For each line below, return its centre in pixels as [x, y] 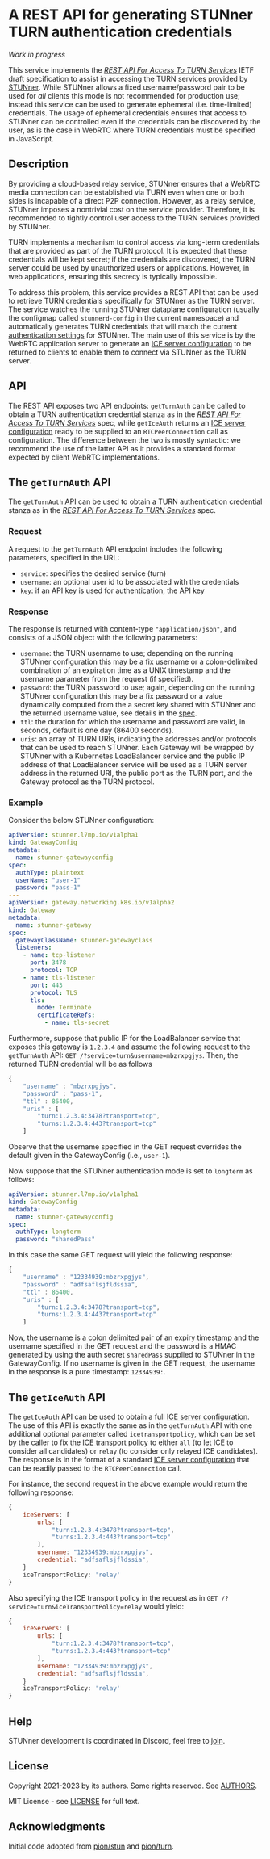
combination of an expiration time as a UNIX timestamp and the [125, 670]
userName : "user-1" [48, 880]
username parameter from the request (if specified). [107, 678]
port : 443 [46, 985]
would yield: [164, 1606]
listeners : [34, 948]
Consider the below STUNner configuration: [81, 820]
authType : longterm [48, 1232]
